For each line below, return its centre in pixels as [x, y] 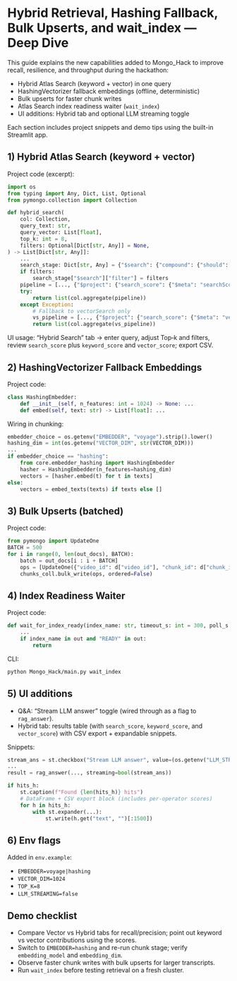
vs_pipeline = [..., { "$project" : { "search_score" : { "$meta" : [126, 318]
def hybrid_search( [36, 213]
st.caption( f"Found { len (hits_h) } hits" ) [81, 792]
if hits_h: [23, 786]
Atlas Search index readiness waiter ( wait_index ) [89, 106]
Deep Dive [38, 43]
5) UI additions [40, 694]
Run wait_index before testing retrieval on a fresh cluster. [101, 970]
